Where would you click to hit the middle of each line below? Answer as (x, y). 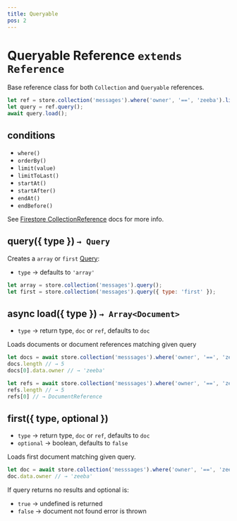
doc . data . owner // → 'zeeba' (50, 476)
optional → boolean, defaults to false (73, 443)
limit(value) (37, 168)
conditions (31, 136)
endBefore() (35, 206)
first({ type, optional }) (58, 418)
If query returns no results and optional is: (68, 490)
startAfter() (37, 191)
